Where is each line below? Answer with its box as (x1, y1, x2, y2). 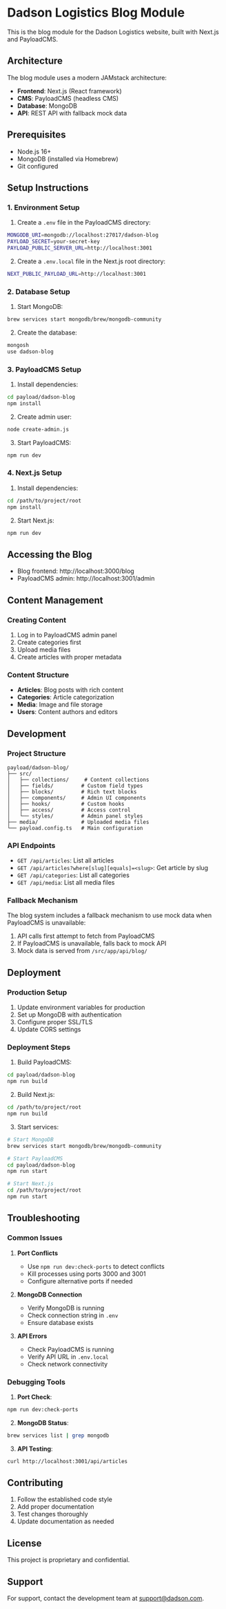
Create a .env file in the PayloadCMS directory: (17, 218, 151, 227)
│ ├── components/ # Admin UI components (7, 794, 147, 801)
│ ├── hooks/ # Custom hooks (7, 800, 125, 807)
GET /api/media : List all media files (17, 878, 115, 887)
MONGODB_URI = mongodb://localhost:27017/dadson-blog (7, 232, 158, 239)
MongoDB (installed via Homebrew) (17, 154, 119, 163)
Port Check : (17, 1393, 52, 1401)
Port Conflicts (17, 1249, 59, 1257)
